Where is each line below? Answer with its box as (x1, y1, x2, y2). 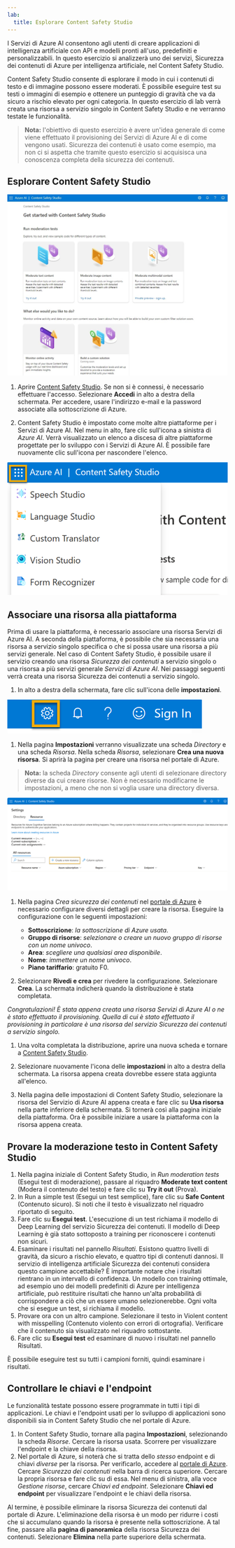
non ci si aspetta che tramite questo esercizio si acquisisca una (24, 148, 208, 156)
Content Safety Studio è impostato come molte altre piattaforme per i (17, 419, 217, 427)
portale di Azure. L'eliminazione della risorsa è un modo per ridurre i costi (7, 1510, 219, 1519)
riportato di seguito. (17, 1208, 75, 1216)
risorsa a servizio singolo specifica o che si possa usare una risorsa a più (7, 642, 218, 651)
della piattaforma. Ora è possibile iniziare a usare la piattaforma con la (17, 1113, 219, 1121)
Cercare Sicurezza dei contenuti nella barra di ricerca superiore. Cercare (17, 1467, 227, 1475)
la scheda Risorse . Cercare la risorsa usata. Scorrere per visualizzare (17, 1437, 217, 1446)
